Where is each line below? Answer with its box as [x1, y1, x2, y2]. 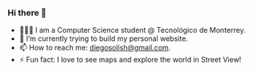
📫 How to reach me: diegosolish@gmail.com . [18, 43, 171, 53]
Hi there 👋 [7, 7, 47, 18]
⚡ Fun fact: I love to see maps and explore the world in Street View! [18, 55, 242, 65]
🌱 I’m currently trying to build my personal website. [18, 34, 188, 43]
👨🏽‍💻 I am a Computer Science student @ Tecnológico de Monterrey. [18, 26, 246, 35]
